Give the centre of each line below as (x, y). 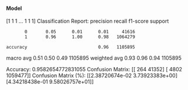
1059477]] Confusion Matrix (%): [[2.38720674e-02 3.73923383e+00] (92, 75)
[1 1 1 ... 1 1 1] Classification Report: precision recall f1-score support (88, 21)
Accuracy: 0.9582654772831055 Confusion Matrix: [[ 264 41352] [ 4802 (94, 70)
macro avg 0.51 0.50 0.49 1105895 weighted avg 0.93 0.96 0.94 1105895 (94, 58)
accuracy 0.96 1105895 (70, 47)
